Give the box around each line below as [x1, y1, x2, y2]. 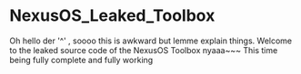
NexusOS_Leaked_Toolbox [9, 5, 216, 26]
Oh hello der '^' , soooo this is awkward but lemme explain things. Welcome [9, 35, 293, 46]
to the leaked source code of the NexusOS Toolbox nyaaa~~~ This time [9, 44, 278, 55]
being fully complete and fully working [9, 54, 154, 65]
